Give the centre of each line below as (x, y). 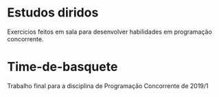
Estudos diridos (53, 13)
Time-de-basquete (62, 67)
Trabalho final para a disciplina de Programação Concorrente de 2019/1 (108, 86)
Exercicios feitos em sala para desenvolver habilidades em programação (110, 32)
